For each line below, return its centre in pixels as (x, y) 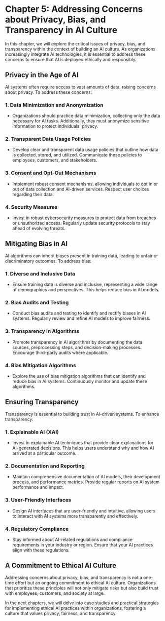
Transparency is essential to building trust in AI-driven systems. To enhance (82, 414)
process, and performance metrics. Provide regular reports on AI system (86, 482)
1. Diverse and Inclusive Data (40, 273)
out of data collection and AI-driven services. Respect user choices (81, 189)
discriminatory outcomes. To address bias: (48, 261)
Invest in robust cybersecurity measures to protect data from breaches (84, 218)
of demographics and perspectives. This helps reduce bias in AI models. (86, 290)
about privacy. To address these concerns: (49, 92)
